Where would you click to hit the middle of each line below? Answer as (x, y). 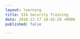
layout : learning (23, 10)
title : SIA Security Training (37, 15)
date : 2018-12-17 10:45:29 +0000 (40, 19)
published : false (23, 24)
